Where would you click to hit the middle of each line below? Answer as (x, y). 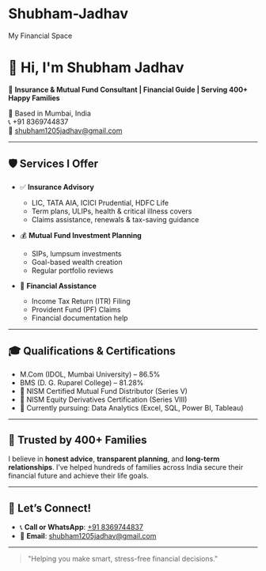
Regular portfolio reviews (72, 270)
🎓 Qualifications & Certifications (92, 352)
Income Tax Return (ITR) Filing (81, 301)
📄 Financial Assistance (58, 285)
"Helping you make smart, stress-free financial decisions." (123, 559)
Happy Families (34, 98)
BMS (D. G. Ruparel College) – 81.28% (82, 382)
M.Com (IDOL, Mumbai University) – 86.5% (90, 374)
